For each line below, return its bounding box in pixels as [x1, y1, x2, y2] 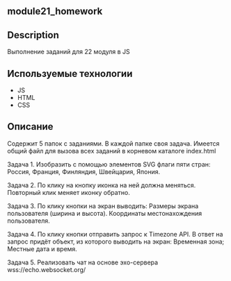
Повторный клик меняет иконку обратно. [7, 188, 130, 196]
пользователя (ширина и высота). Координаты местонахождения [7, 209, 202, 217]
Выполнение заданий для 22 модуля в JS [7, 48, 130, 56]
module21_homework [7, 6, 103, 17]
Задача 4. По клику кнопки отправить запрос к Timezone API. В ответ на [7, 230, 223, 238]
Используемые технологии [7, 67, 133, 79]
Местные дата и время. [7, 244, 78, 253]
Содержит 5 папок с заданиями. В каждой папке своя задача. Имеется [7, 139, 220, 148]
